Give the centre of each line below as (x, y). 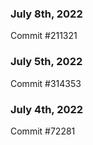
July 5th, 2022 (46, 62)
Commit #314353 (46, 83)
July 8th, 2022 (46, 14)
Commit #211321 (44, 36)
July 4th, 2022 (47, 109)
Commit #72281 (43, 131)
